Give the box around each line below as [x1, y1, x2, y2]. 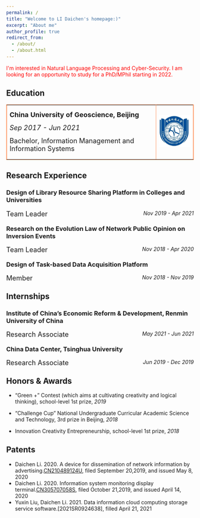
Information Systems [10, 144, 75, 153]
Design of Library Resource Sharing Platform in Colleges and [6, 189, 185, 197]
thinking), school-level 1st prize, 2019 [14, 398, 107, 405]
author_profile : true [6, 29, 60, 35]
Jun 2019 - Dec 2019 [142, 359, 194, 366]
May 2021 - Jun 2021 [142, 330, 194, 337]
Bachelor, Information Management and [10, 137, 135, 146]
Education [6, 88, 45, 98]
